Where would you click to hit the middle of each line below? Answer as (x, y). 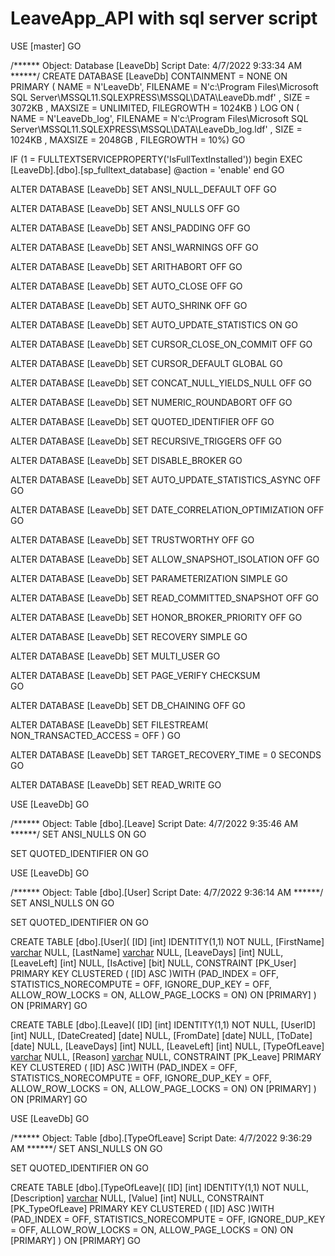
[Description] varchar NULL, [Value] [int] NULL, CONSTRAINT (137, 1198)
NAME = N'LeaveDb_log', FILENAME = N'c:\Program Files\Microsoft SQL (159, 118)
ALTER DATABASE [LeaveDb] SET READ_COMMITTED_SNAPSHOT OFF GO (165, 598)
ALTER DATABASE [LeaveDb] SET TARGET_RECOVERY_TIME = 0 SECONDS (166, 754)
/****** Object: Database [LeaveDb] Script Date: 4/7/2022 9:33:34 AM (156, 65)
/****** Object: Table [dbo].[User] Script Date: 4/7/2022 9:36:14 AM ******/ (167, 892)
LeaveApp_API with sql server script (164, 18)
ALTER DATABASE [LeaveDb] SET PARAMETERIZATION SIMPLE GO (149, 578)
